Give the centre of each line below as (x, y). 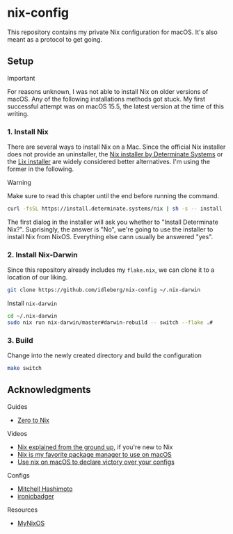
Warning (19, 183)
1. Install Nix (28, 131)
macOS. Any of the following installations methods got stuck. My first (106, 99)
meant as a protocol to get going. (55, 39)
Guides (17, 406)
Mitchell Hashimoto (45, 489)
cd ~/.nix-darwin (32, 316)
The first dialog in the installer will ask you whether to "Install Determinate (113, 222)
